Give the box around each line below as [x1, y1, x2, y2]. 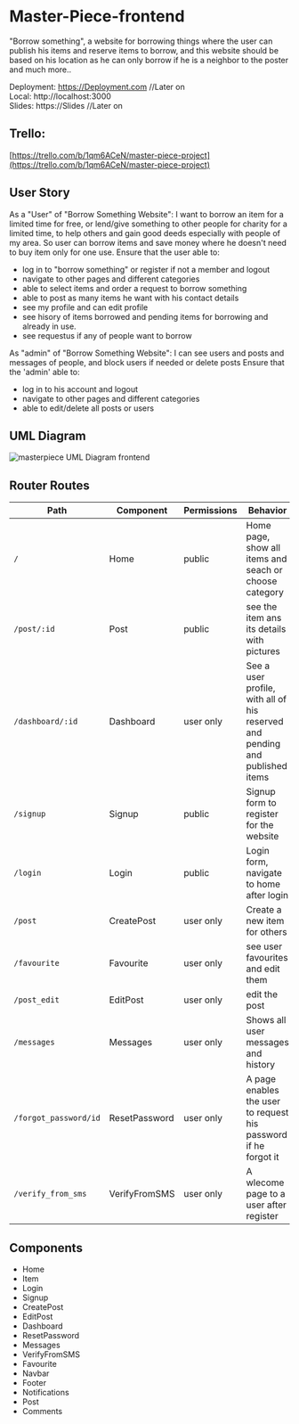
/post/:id [13, 624, 55, 634]
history [246, 1059, 276, 1071]
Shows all [246, 1014, 287, 1027]
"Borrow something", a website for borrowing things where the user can [9, 36, 273, 46]
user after [246, 1199, 287, 1211]
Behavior [247, 504, 287, 517]
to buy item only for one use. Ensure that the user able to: [9, 247, 221, 258]
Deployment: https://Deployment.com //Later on [9, 81, 185, 92]
